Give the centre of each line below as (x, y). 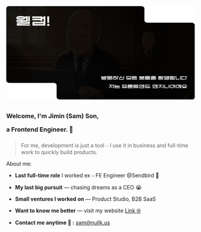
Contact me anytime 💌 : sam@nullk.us (63, 223)
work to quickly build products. (59, 152)
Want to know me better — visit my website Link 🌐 (78, 211)
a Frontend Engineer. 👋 (40, 129)
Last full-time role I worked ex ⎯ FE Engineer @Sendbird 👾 (87, 176)
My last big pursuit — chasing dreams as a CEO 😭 (78, 188)
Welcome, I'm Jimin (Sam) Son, (53, 116)
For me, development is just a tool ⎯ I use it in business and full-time (104, 146)
